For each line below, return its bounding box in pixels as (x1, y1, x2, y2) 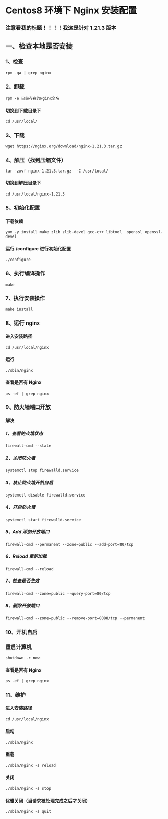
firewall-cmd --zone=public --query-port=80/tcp (5, 591, 111, 596)
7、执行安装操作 (5, 295, 45, 302)
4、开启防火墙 (5, 504, 36, 510)
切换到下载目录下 (5, 107, 41, 113)
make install (5, 307, 33, 312)
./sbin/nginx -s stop (5, 786, 52, 791)
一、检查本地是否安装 (5, 41, 73, 50)
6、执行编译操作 (5, 270, 46, 277)
